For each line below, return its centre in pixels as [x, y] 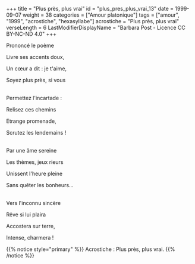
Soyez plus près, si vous [36, 80]
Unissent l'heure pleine [34, 173]
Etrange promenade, [31, 121]
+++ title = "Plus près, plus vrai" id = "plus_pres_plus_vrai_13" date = [90, 9]
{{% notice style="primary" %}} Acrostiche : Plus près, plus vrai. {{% [91, 249]
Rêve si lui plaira [26, 215]
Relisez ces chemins [31, 109]
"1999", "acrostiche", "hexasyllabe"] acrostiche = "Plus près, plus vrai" [93, 21]
